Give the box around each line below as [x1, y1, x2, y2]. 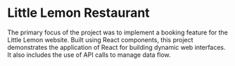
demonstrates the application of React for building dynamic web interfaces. [7, 43, 227, 51]
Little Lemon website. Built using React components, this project [7, 35, 193, 44]
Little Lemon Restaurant [7, 5, 150, 21]
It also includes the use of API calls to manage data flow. [7, 51, 171, 59]
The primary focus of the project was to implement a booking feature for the [7, 28, 229, 37]
